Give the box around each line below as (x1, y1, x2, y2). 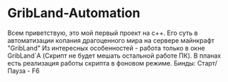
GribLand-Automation (7, 5, 141, 21)
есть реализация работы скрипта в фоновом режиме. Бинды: (7, 58, 196, 67)
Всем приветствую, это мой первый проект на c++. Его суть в (7, 29, 198, 37)
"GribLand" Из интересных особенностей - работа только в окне (7, 43, 205, 52)
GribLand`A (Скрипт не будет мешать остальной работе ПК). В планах (7, 51, 222, 60)
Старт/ (197, 58, 218, 67)
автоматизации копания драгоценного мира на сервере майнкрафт (7, 36, 215, 44)
